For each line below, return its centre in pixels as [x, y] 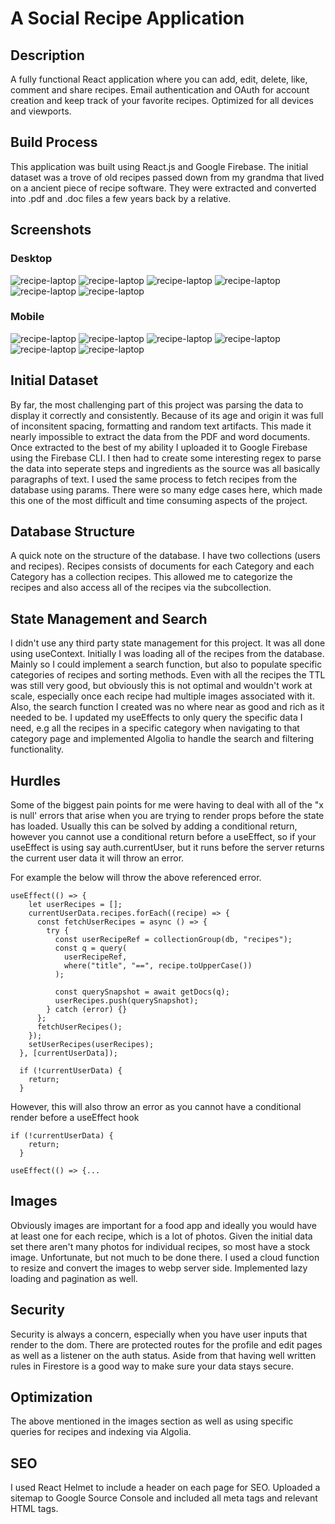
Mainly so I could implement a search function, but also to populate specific [166, 664]
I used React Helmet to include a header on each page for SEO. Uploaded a [165, 1488]
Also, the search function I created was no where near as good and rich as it [167, 707]
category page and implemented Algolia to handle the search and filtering [162, 739]
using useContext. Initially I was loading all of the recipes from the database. [167, 654]
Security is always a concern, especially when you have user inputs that [159, 1334]
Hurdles [36, 780]
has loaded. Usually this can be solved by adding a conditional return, [154, 826]
